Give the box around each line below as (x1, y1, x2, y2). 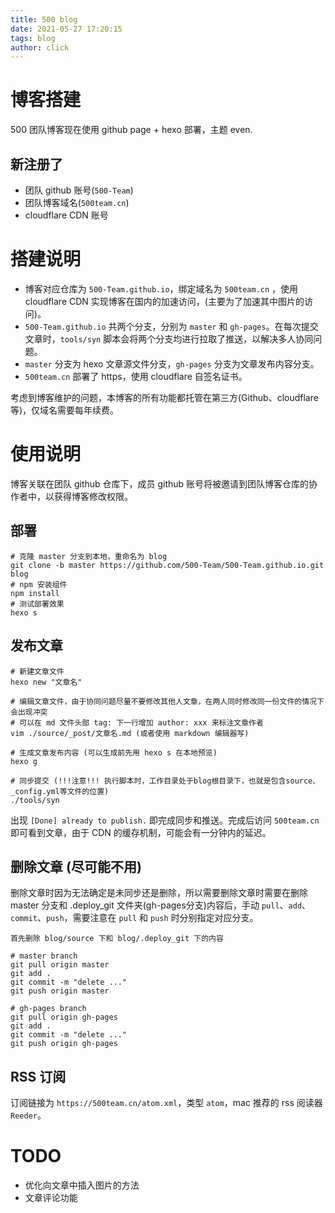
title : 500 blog (10, 14, 78, 25)
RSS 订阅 (10, 1068, 67, 1085)
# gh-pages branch (10, 1004, 87, 1014)
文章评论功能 (24, 1192, 78, 1204)
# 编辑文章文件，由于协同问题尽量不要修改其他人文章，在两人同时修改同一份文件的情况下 (10, 696, 325, 706)
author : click (10, 42, 70, 53)
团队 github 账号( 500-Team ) (24, 184, 134, 196)
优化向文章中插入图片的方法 (24, 1179, 140, 1191)
